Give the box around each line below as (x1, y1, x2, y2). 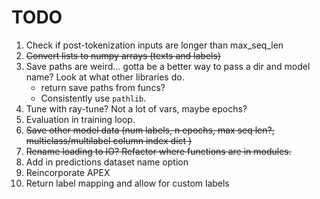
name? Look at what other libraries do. (25, 71, 185, 83)
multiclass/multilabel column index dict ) (25, 134, 193, 146)
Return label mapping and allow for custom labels (25, 177, 230, 189)
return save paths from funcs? (40, 81, 166, 93)
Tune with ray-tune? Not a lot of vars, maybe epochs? (25, 102, 248, 115)
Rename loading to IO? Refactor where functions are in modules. (25, 145, 292, 157)
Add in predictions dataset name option (25, 156, 189, 168)
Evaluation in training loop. (25, 113, 136, 125)
